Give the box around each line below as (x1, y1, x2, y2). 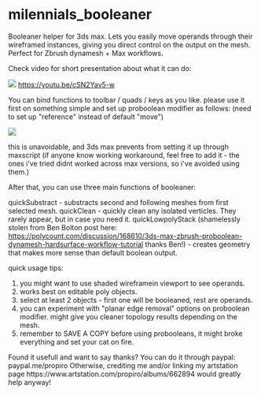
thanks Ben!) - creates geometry (145, 239, 251, 249)
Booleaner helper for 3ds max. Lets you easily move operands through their (8, 32, 253, 41)
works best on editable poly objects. (19, 286, 138, 296)
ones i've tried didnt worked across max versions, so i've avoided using (8, 158, 240, 168)
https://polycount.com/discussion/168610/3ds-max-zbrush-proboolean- (8, 231, 243, 240)
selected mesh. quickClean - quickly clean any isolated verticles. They (8, 206, 237, 215)
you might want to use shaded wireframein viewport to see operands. (19, 278, 245, 288)
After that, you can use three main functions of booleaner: (8, 182, 197, 192)
